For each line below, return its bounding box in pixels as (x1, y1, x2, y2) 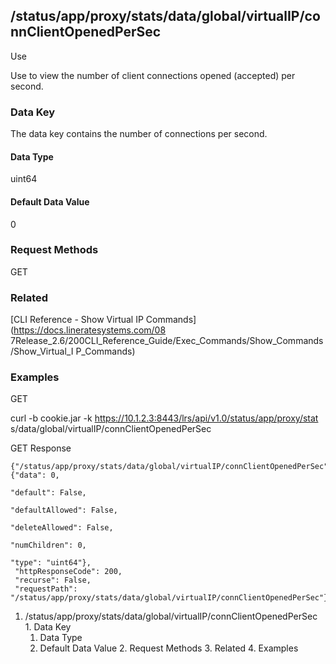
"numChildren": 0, (10, 540, 87, 551)
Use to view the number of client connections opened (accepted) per (10, 69, 296, 81)
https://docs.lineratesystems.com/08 (13, 324, 167, 336)
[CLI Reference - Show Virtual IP (10, 314, 144, 326)
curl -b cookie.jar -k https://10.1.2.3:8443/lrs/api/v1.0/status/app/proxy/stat (10, 412, 319, 424)
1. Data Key (24, 621, 72, 633)
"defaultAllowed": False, (10, 505, 118, 516)
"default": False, (10, 488, 87, 498)
